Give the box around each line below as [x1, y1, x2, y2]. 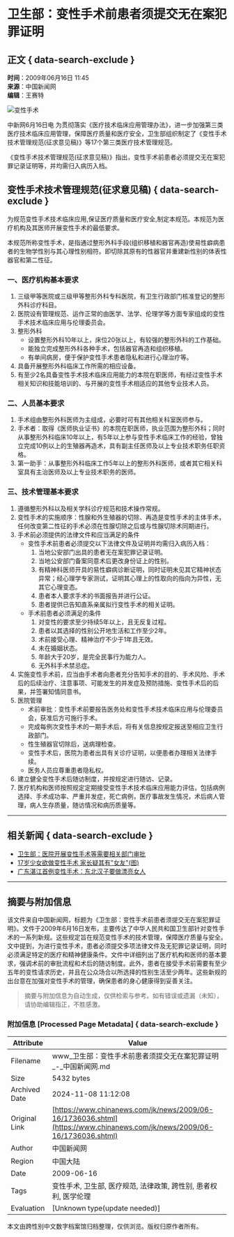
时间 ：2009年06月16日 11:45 [7, 74, 89, 82]
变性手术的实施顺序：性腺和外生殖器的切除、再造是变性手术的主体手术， [17, 513, 225, 521]
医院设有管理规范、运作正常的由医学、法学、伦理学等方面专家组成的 [17, 310, 213, 318]
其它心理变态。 [38, 583, 81, 591]
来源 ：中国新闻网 [7, 82, 56, 91]
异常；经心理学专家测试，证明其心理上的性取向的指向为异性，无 [38, 573, 221, 583]
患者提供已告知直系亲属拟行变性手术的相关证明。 [38, 600, 179, 608]
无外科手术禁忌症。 [38, 661, 94, 670]
